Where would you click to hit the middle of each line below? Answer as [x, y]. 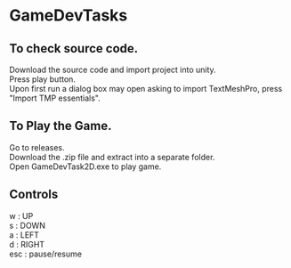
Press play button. [42, 79]
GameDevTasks [69, 16]
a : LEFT [24, 235]
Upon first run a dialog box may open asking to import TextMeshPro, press [146, 89]
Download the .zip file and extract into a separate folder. [112, 157]
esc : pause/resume [46, 254]
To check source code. [74, 49]
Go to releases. [37, 147]
